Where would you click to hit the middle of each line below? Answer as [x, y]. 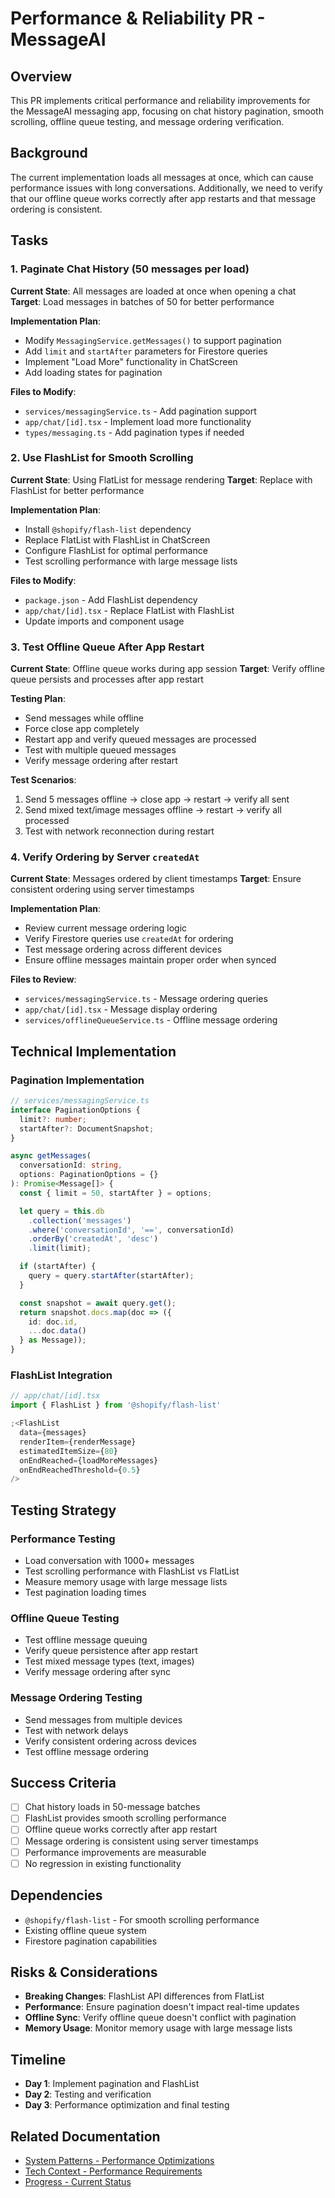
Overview [41, 76]
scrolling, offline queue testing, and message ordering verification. [147, 121]
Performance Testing [63, 1539]
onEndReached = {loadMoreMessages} [89, 1460]
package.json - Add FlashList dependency [111, 599]
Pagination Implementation [77, 1080]
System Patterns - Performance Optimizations [119, 2160]
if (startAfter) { [58, 1267]
